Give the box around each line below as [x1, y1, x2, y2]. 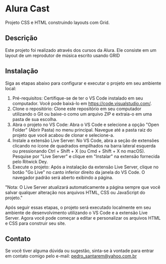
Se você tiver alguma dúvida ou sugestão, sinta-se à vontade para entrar [5, 248, 154, 254]
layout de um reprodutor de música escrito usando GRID [5, 52, 120, 58]
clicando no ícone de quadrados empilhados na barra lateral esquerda [12, 142, 156, 148]
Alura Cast [5, 3, 50, 14]
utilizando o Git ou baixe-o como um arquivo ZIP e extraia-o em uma [12, 111, 152, 117]
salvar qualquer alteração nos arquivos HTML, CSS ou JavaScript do [5, 189, 145, 195]
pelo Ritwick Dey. [12, 158, 48, 164]
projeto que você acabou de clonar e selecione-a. [12, 132, 114, 138]
